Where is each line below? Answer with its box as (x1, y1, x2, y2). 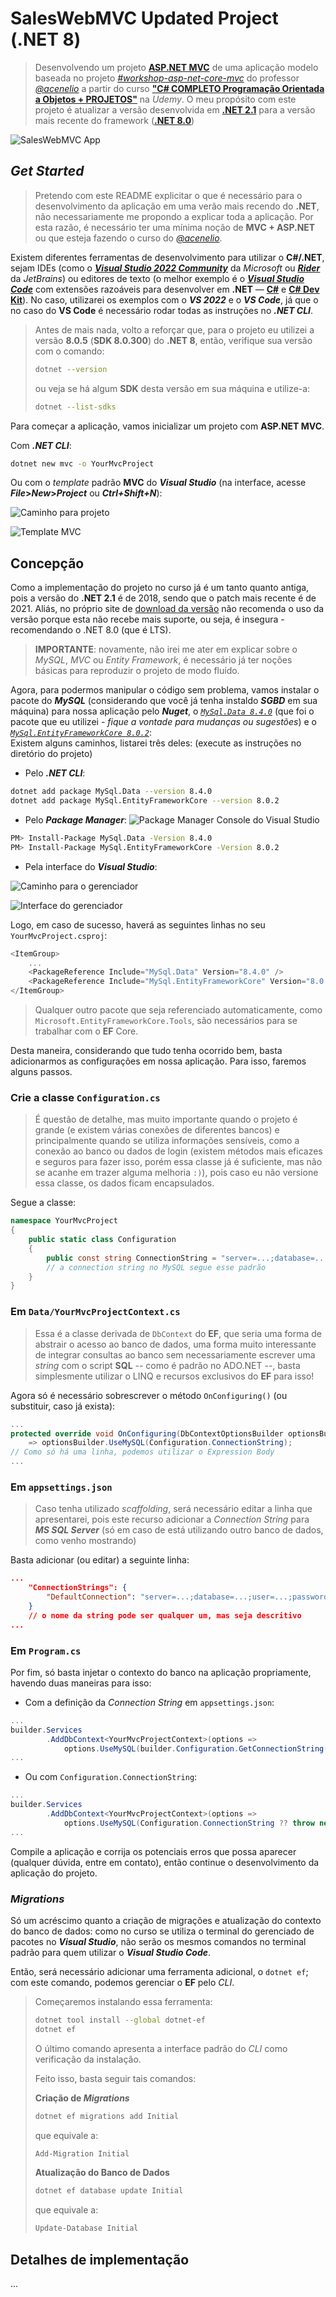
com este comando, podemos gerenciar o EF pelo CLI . (10, 1976, 235, 1988)
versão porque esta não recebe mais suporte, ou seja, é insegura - (10, 613, 285, 626)
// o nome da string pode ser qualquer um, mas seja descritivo (28, 1610, 302, 1621)
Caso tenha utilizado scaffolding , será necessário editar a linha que (34, 1503, 313, 1515)
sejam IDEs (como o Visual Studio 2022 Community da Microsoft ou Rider (10, 262, 321, 274)
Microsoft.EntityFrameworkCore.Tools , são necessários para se (34, 1015, 298, 1027)
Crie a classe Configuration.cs (10, 1090, 161, 1104)
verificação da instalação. (34, 2053, 142, 2065)
